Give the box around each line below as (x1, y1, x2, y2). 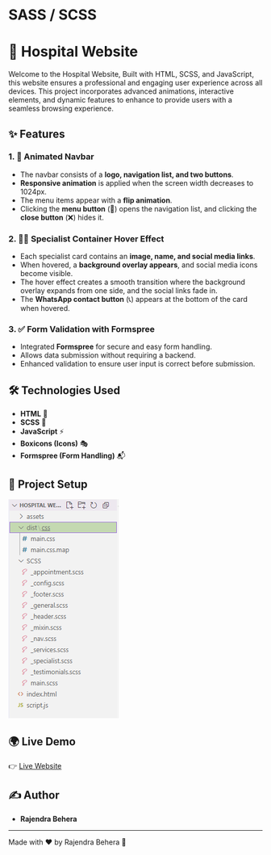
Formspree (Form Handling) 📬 (19, 451, 126, 461)
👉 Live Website (8, 761, 62, 770)
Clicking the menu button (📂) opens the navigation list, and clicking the (19, 203, 257, 213)
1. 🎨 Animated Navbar (8, 151, 94, 162)
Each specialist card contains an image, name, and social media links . (19, 252, 256, 262)
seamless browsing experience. (8, 103, 115, 114)
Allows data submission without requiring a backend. (19, 350, 196, 360)
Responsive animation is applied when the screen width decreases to (19, 178, 254, 187)
